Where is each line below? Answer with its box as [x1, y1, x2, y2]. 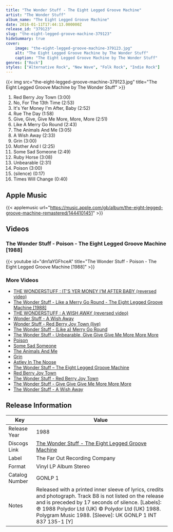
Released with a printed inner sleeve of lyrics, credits [36, 486, 164, 493]
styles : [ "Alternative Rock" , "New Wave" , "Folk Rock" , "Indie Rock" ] [6, 65, 160, 70]
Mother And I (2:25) [13, 143, 55, 149]
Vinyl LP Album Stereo [36, 463, 90, 470]
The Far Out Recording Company [36, 455, 116, 462]
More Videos [6, 277, 39, 284]
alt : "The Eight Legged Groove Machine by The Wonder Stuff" [15, 50, 148, 55]
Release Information [6, 401, 72, 410]
